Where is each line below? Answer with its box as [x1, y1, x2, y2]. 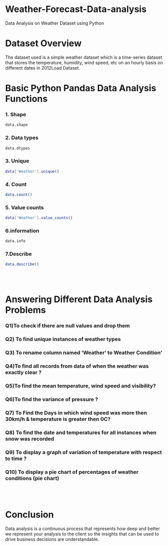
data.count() [5, 192, 33, 197]
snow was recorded [5, 435, 54, 442]
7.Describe [5, 251, 32, 258]
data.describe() [5, 262, 39, 267]
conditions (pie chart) [5, 475, 59, 482]
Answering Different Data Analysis [5, 294, 153, 305]
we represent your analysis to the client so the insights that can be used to [5, 530, 159, 537]
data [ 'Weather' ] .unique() [5, 169, 59, 174]
